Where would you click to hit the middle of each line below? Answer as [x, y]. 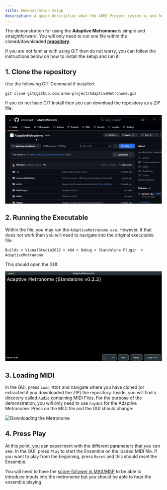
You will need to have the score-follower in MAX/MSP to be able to [73, 471]
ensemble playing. [24, 482]
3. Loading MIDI [30, 375]
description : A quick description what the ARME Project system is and [81, 16]
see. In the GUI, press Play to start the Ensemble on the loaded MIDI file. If [81, 451]
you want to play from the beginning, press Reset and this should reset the [81, 456]
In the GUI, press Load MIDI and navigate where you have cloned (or [75, 387]
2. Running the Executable [47, 218]
